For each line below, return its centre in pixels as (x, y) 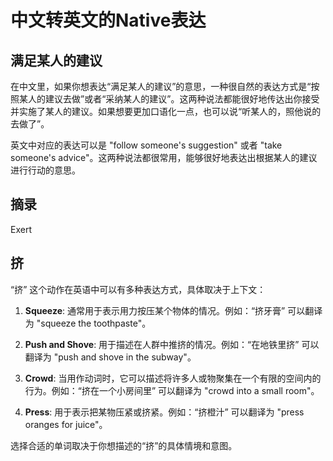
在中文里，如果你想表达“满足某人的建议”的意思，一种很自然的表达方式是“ (161, 86)
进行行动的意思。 (45, 170)
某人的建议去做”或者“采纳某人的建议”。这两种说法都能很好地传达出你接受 (169, 99)
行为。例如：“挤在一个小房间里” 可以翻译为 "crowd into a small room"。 (172, 390)
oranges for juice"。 (66, 424)
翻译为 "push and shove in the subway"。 (110, 357)
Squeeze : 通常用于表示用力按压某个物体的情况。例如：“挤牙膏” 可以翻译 (173, 310)
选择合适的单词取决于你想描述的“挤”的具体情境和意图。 (124, 445)
